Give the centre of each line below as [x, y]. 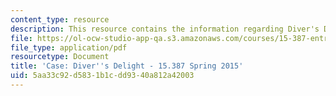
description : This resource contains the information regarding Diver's [165, 29]
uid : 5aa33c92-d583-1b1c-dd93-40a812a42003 [102, 76]
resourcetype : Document [60, 57]
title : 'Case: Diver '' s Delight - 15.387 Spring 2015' [127, 66]
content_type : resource [60, 19]
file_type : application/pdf [69, 47]
